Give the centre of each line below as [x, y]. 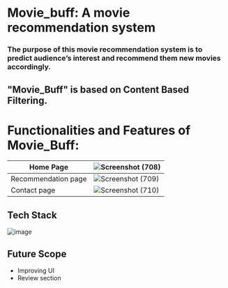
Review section [39, 278]
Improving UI [36, 271]
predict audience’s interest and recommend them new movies [114, 59]
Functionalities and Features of [99, 130]
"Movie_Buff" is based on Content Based [98, 90]
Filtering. [27, 100]
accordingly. [29, 67]
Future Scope [37, 253]
